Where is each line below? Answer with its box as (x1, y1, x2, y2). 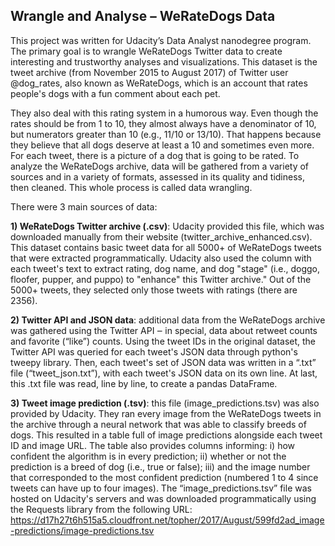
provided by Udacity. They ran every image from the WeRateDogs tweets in (10, 407, 322, 419)
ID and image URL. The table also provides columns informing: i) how (10, 439, 296, 451)
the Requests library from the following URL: (10, 503, 193, 515)
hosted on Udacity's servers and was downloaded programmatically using (10, 492, 317, 504)
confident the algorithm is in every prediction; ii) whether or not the (10, 450, 287, 462)
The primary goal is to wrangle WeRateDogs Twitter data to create (10, 45, 283, 57)
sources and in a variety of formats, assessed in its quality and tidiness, (10, 170, 305, 183)
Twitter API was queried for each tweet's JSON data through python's (10, 345, 298, 358)
